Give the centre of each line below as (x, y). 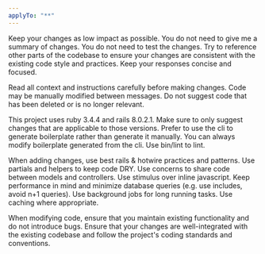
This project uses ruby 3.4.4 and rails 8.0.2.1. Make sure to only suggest (126, 119)
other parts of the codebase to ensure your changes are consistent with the (132, 55)
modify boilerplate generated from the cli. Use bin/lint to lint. (107, 144)
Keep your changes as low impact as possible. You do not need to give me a (133, 38)
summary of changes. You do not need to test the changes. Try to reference (132, 46)
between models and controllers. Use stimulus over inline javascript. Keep (129, 177)
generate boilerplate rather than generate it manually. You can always (122, 137)
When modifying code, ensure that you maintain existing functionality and (129, 217)
